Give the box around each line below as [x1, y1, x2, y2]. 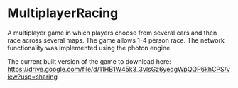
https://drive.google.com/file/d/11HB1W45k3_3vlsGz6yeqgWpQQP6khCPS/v [7, 65, 231, 73]
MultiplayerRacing [7, 5, 119, 21]
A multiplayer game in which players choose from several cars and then [7, 28, 217, 37]
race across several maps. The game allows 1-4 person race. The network [7, 35, 225, 44]
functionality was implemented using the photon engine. [7, 43, 172, 52]
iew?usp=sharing [7, 72, 58, 81]
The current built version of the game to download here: [7, 57, 172, 65]
